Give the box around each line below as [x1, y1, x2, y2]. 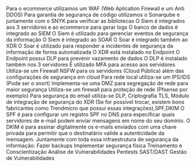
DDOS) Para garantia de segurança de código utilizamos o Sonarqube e [6, 11, 180, 18]
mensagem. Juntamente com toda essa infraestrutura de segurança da [6, 136, 179, 143]
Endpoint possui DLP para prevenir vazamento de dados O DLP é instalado [6, 55, 187, 62]
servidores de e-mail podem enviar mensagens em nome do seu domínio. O [6, 117, 191, 124]
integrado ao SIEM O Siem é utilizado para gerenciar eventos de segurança [6, 30, 188, 37]
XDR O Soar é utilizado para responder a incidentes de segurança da [6, 42, 174, 49]
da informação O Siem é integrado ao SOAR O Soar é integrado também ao [6, 36, 188, 43]
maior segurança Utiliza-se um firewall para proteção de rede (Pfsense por [6, 86, 188, 93]
